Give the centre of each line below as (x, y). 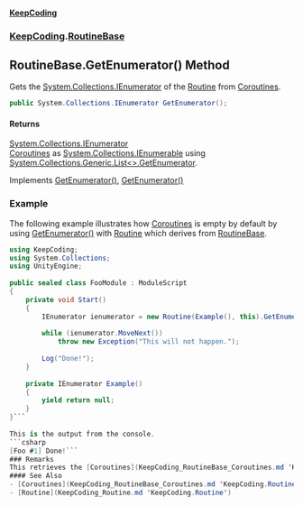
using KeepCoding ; (44, 249)
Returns (25, 124)
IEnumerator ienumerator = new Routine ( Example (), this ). (153, 317)
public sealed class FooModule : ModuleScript (98, 283)
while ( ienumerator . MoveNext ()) (103, 334)
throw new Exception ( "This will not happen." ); (149, 342)
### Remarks (32, 459)
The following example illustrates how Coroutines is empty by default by (143, 223)
